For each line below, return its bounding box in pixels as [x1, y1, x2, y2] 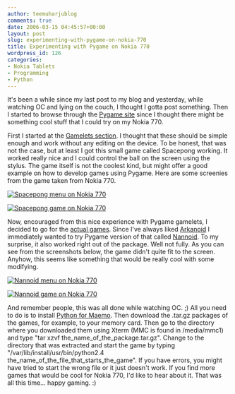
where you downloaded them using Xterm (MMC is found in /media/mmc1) [7, 326, 224, 335]
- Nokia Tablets [7, 63, 55, 70]
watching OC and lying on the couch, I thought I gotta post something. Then [7, 103, 228, 112]
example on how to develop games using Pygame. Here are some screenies [7, 169, 228, 177]
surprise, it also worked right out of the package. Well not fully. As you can [7, 240, 224, 249]
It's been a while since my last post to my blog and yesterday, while [7, 95, 203, 104]
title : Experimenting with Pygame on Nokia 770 [7, 43, 150, 50]
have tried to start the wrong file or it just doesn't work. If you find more [7, 364, 215, 372]
